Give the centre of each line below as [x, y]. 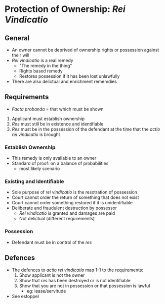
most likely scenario [40, 169]
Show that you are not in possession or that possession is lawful [84, 286]
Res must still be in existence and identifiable [58, 124]
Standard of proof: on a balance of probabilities [60, 163]
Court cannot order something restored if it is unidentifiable [72, 203]
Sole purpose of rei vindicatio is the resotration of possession [75, 192]
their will [21, 55]
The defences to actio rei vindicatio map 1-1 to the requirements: [78, 270]
